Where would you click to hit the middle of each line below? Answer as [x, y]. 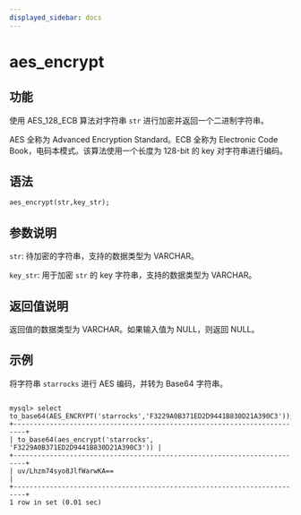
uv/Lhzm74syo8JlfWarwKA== [66, 471]
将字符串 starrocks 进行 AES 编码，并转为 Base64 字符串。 [119, 383]
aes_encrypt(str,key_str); [60, 202]
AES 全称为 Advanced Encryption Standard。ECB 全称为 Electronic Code [144, 139]
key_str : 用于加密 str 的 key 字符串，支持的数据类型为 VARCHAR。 [133, 275]
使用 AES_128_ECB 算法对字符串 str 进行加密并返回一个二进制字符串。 [139, 120]
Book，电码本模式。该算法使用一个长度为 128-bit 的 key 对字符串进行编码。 [149, 150]
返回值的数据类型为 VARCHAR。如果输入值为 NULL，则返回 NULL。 [134, 329]
